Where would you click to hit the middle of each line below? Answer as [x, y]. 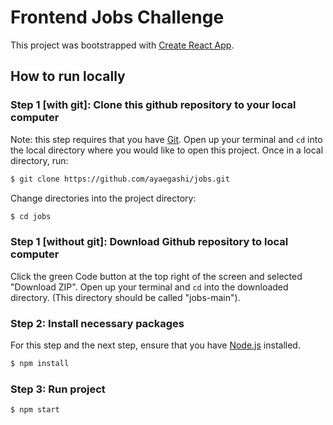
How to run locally [68, 76]
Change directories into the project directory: [103, 198]
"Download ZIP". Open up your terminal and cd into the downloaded [149, 287]
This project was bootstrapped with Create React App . [122, 45]
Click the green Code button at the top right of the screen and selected [156, 276]
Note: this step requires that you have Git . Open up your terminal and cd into [166, 139]
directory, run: [39, 160]
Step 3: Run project [58, 389]
